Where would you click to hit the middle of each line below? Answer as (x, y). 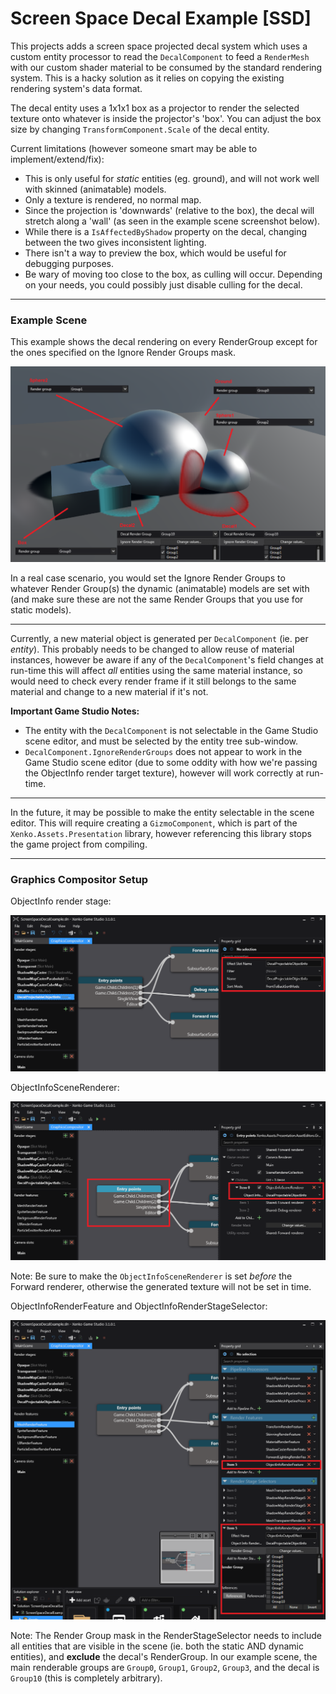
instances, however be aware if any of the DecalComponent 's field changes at (167, 659)
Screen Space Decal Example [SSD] (161, 18)
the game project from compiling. (79, 844)
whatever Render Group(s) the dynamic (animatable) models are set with (160, 588)
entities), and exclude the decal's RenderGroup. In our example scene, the (164, 1657)
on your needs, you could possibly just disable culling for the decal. (163, 284)
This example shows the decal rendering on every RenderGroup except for (164, 342)
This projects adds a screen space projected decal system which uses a (159, 46)
